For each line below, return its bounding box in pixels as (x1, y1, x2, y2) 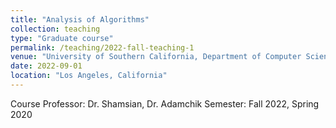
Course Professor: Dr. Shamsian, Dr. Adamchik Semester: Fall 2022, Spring (10, 97, 320, 110)
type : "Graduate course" (10, 33, 114, 43)
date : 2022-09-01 (10, 61, 83, 71)
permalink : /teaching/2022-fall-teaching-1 (10, 42, 195, 53)
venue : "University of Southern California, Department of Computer (10, 52, 302, 62)
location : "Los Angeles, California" (10, 71, 168, 81)
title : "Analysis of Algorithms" (10, 14, 150, 25)
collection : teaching (10, 24, 101, 34)
